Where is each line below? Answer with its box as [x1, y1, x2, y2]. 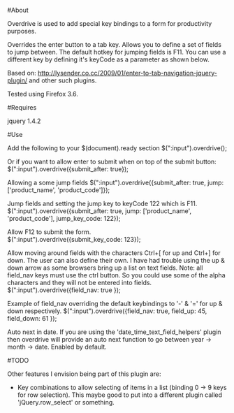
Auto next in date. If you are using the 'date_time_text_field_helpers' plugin [7, 328, 221, 336]
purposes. [7, 27, 37, 35]
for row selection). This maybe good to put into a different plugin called [17, 391, 222, 399]
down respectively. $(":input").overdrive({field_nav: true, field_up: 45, [7, 307, 207, 315]
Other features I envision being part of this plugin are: [7, 370, 161, 378]
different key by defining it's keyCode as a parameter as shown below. [7, 55, 210, 64]
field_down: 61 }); [7, 314, 57, 322]
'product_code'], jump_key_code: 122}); [7, 215, 121, 222]
